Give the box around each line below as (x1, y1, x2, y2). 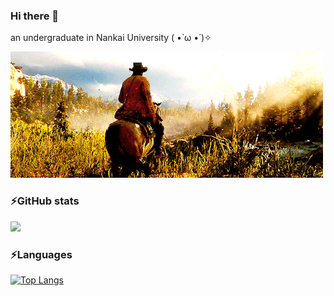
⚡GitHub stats (10, 194, 80, 208)
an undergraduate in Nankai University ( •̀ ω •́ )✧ (10, 32, 212, 44)
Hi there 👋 (10, 9, 60, 23)
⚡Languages (10, 247, 73, 261)
